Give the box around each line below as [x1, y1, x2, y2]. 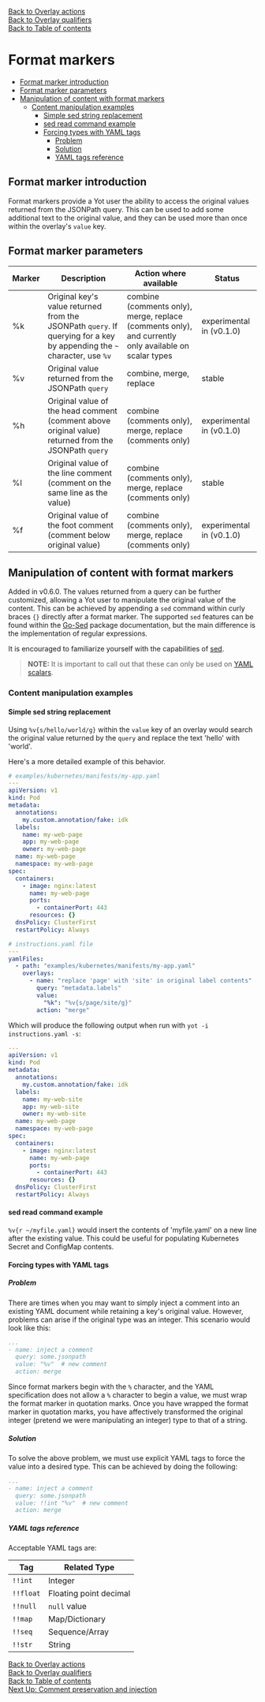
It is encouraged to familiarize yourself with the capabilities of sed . [8, 644, 225, 654]
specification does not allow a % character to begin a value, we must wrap [8, 1390, 248, 1400]
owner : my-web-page [22, 845, 87, 853]
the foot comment [47, 520, 114, 531]
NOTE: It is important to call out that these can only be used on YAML [27, 659, 254, 669]
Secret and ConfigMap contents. [8, 1242, 114, 1252]
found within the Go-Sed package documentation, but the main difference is [8, 621, 256, 630]
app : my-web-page [22, 838, 80, 846]
